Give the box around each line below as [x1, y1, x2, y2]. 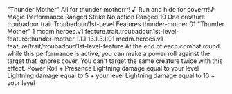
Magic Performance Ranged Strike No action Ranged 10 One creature [7, 12, 206, 21]
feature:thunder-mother [7, 35, 75, 43]
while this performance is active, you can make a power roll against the [7, 50, 210, 57]
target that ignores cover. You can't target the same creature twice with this [7, 57, 223, 65]
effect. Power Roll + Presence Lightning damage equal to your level [7, 64, 199, 72]
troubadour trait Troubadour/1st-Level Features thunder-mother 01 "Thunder [7, 20, 225, 28]
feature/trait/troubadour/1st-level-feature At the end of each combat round [7, 42, 220, 50]
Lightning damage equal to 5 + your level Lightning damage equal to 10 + [7, 71, 215, 79]
